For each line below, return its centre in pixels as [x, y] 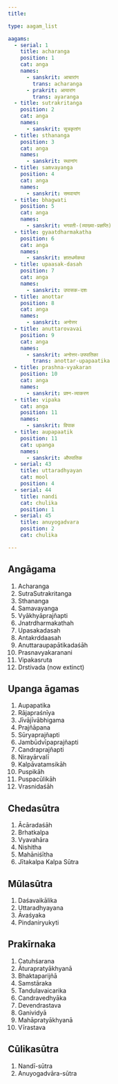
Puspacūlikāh [37, 779]
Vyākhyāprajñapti [43, 615]
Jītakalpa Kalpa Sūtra [48, 862]
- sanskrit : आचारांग [52, 77]
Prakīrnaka [32, 944]
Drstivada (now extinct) [51, 667]
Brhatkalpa [33, 832]
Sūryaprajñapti [39, 735]
